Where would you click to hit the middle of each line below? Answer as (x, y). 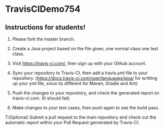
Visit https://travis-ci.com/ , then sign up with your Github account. (79, 63)
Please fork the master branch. (44, 39)
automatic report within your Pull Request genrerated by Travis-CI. (72, 122)
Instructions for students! (45, 27)
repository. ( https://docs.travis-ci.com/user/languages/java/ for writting (85, 78)
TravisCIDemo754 (43, 9)
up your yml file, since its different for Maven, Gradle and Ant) (75, 83)
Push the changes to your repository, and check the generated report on (86, 93)
